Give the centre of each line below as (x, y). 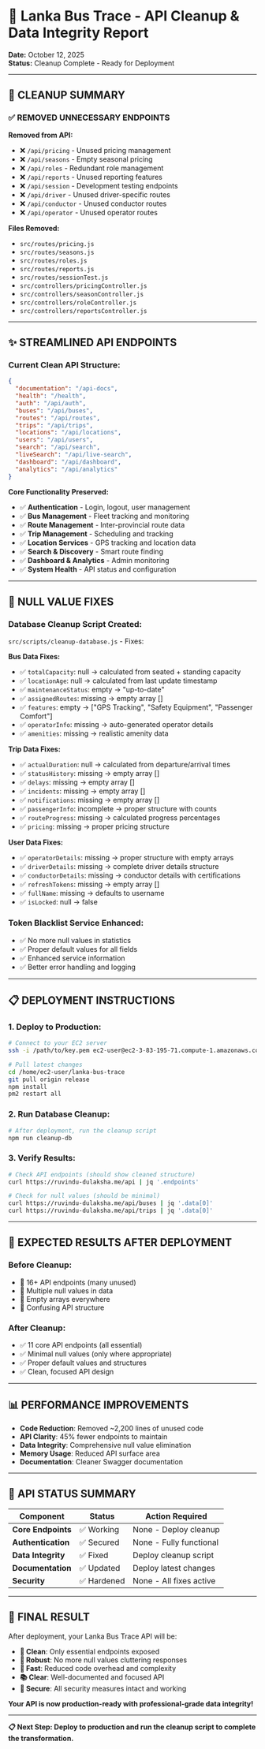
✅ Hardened (102, 1580)
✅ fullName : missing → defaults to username (92, 893)
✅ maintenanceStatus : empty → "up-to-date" (92, 690)
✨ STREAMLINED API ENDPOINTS (93, 343)
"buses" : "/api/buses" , (54, 410)
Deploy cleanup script (174, 1555)
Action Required (176, 1516)
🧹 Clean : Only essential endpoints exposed (90, 1651)
